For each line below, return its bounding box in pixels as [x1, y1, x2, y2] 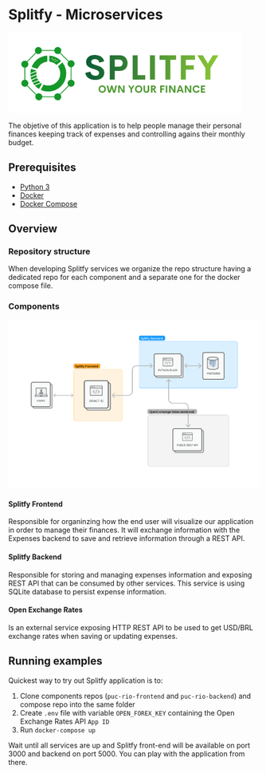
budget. [8, 137, 34, 147]
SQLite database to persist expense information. [8, 586, 167, 596]
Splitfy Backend [8, 552, 62, 562]
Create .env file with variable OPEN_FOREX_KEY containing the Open [19, 708, 235, 717]
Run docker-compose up [19, 724, 96, 735]
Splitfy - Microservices [8, 6, 163, 24]
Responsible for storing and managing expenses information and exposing [8, 570, 252, 579]
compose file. [8, 281, 53, 290]
